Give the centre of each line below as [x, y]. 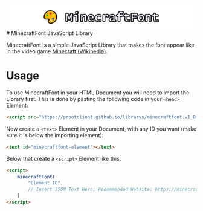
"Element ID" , [46, 183]
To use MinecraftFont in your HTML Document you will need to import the [98, 93]
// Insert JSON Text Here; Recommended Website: [90, 190]
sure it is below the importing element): [55, 135]
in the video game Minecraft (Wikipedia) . [57, 51]
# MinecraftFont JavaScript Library [50, 33]
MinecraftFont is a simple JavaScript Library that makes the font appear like [100, 45]
